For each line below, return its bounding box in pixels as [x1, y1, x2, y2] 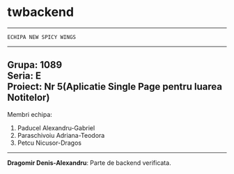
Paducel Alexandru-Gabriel [17, 123, 95, 132]
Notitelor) [7, 92, 50, 104]
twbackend [7, 4, 75, 20]
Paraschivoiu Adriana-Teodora [17, 131, 105, 139]
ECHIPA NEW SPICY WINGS [7, 33, 77, 40]
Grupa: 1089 [7, 59, 63, 71]
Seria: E [7, 70, 42, 82]
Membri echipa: [7, 110, 52, 118]
